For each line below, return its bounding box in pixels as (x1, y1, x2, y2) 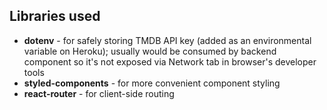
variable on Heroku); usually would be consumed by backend (23, 45, 277, 57)
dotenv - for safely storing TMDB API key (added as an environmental (23, 34, 312, 46)
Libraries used (9, 8, 101, 25)
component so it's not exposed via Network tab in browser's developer (23, 55, 317, 68)
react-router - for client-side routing (23, 87, 175, 99)
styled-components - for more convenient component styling (23, 77, 281, 89)
